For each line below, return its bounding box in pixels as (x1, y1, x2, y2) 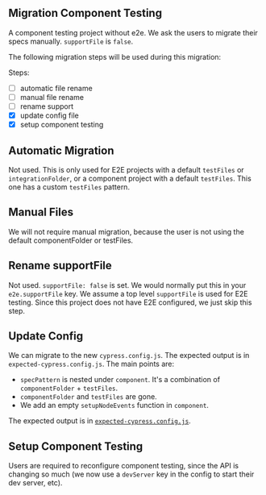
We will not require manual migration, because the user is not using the (8, 227, 244, 236)
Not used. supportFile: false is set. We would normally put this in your (8, 280, 247, 289)
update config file (19, 110, 79, 120)
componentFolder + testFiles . (19, 383, 118, 393)
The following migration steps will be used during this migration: (8, 52, 222, 61)
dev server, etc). (8, 478, 63, 488)
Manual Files (8, 206, 74, 219)
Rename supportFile (8, 259, 113, 272)
